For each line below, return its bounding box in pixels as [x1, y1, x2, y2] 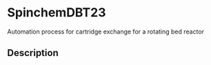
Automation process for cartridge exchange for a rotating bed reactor [7, 27, 205, 36]
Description [7, 47, 59, 59]
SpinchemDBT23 [7, 5, 106, 21]
